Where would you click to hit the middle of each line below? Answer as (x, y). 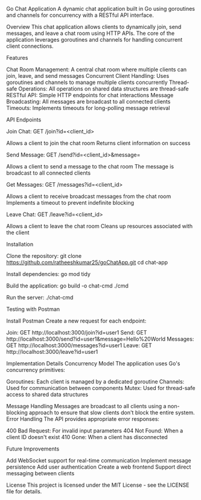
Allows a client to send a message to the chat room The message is (90, 166)
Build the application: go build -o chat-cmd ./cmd (67, 286)
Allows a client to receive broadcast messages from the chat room (89, 196)
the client (18, 232)
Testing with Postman (33, 309)
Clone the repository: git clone (44, 256)
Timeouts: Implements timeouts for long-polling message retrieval (88, 108)
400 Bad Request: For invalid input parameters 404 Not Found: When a (95, 431)
